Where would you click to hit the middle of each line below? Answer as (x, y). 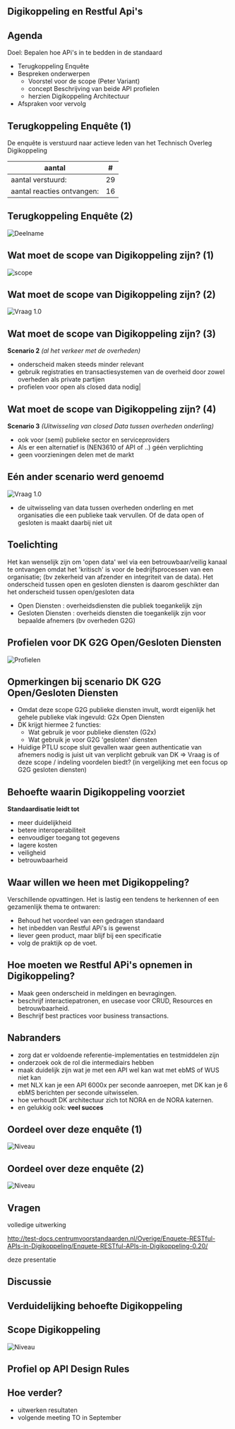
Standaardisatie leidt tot (43, 809)
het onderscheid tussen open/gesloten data (71, 591)
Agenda (25, 36)
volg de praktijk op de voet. (57, 943)
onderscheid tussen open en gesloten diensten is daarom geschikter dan (114, 584)
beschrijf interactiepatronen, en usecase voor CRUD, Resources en (115, 1001)
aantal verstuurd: (39, 180)
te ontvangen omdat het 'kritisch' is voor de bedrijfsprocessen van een (110, 569)
